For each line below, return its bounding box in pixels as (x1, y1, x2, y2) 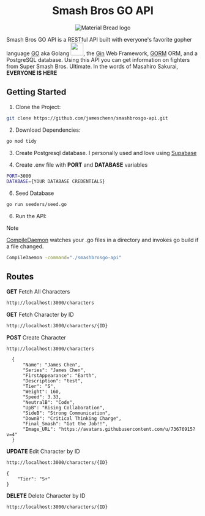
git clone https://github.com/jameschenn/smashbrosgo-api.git (6, 115, 168, 121)
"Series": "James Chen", (22, 367, 86, 374)
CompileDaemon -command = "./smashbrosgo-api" (6, 255, 122, 261)
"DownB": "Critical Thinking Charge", (22, 415, 122, 422)
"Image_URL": (22, 427, 56, 433)
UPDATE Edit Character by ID (6, 448, 81, 455)
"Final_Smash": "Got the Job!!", (22, 421, 108, 427)
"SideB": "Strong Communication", (22, 410, 111, 417)
